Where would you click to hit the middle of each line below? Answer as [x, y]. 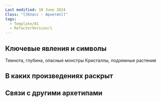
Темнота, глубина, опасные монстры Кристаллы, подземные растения [81, 60]
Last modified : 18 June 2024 [35, 10]
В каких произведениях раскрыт [59, 76]
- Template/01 [24, 24]
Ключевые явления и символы [56, 49]
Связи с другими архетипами [54, 93]
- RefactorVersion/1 [31, 28]
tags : [11, 19]
